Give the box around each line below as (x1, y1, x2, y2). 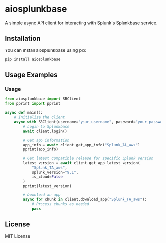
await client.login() (23, 129, 68, 134)
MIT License (5, 233, 31, 239)
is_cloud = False (31, 174, 63, 179)
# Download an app (23, 193, 61, 197)
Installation (5, 34, 41, 43)
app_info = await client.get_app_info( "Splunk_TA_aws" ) (23, 143, 140, 147)
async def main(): (5, 110, 43, 115)
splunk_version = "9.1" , (31, 170, 79, 175)
